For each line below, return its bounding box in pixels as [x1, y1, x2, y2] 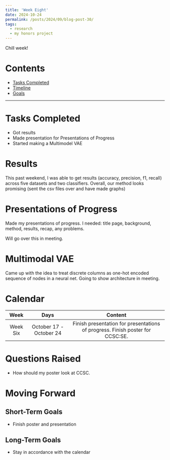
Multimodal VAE [5, 253, 74, 264]
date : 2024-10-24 [5, 12, 42, 17]
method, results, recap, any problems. [5, 225, 84, 231]
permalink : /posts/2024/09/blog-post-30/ [5, 17, 94, 22]
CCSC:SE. [104, 333, 129, 340]
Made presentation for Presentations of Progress [12, 135, 115, 141]
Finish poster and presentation [12, 421, 77, 427]
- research [10, 26, 33, 31]
